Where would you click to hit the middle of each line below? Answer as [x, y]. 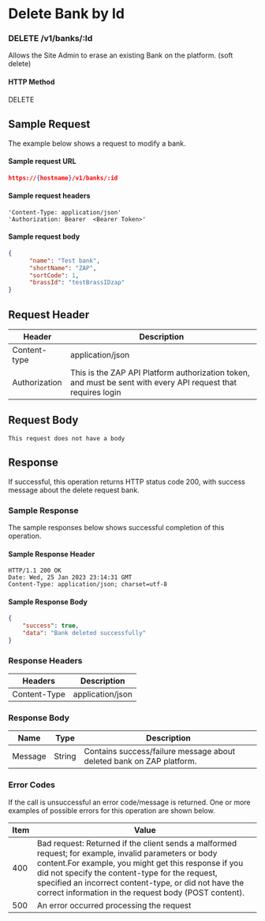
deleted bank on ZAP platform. [140, 761]
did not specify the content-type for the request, [127, 873]
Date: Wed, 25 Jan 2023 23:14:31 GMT [70, 577]
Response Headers [45, 660]
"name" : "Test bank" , [65, 261]
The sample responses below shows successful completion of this [116, 527]
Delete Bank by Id [66, 14]
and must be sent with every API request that [153, 383]
